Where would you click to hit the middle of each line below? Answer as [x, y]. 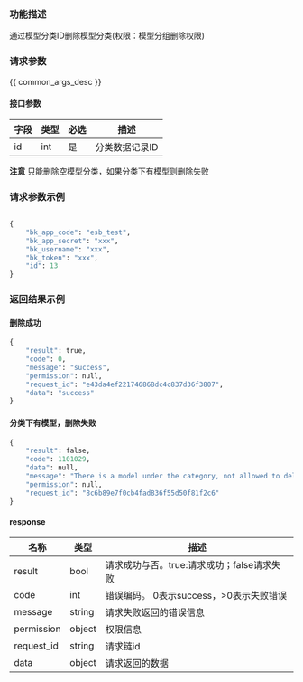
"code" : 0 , [46, 359]
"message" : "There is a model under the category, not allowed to [153, 477]
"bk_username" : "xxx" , [68, 249]
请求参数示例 [37, 196]
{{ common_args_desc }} [55, 81]
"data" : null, [52, 468]
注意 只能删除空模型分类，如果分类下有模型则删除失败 [109, 171]
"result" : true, [56, 351]
